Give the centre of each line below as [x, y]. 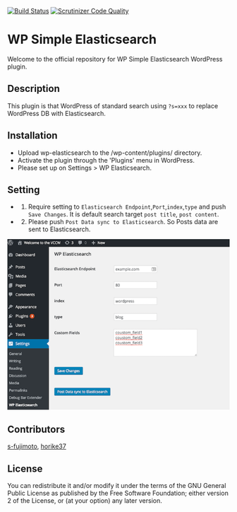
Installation [32, 135]
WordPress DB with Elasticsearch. [56, 113]
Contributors [36, 429]
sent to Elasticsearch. [59, 229]
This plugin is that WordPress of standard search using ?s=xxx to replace [113, 105]
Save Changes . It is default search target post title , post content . [123, 214]
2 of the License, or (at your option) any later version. [85, 501]
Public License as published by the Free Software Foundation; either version [118, 493]
